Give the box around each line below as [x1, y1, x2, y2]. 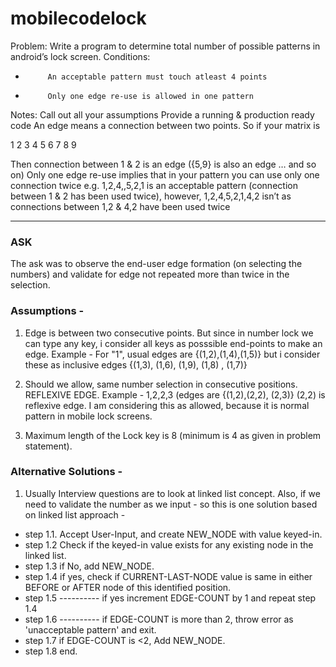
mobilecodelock [10, 7, 147, 30]
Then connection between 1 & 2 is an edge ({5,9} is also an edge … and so [10, 158, 317, 170]
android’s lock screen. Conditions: [10, 50, 151, 62]
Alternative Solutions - [10, 465, 123, 479]
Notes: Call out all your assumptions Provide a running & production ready [10, 108, 315, 121]
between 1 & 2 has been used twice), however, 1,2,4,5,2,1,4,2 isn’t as [10, 190, 292, 202]
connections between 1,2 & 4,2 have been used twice [10, 200, 231, 212]
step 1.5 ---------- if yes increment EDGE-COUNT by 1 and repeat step [24, 592, 317, 604]
